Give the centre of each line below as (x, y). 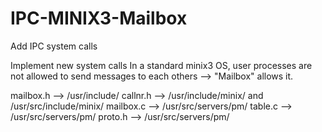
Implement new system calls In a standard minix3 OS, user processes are (161, 65)
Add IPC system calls (54, 46)
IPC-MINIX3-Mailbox (99, 18)
